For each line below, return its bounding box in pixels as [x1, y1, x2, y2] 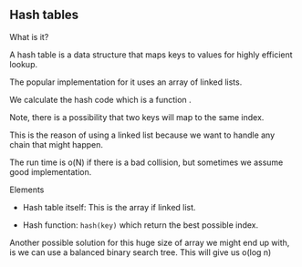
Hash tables [9, 7, 79, 23]
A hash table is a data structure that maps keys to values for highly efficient [9, 49, 294, 60]
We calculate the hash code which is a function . [9, 94, 192, 105]
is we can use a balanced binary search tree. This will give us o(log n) [9, 246, 272, 258]
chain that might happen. [9, 139, 103, 149]
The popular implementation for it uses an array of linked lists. [9, 77, 243, 87]
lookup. [9, 58, 38, 69]
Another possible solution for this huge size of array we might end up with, [9, 237, 290, 248]
